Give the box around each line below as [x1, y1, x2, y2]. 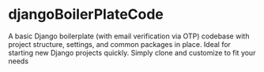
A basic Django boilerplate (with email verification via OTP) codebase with [8, 31, 250, 41]
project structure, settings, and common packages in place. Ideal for [8, 39, 232, 49]
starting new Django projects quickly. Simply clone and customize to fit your [8, 48, 256, 57]
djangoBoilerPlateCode [8, 5, 164, 23]
